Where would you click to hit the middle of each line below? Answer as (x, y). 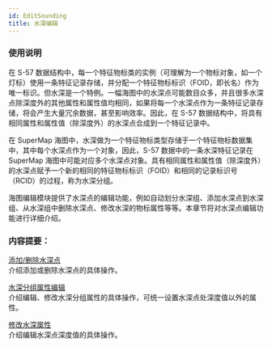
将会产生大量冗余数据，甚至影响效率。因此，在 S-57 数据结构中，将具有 (142, 112)
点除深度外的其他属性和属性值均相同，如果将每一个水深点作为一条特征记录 (132, 103)
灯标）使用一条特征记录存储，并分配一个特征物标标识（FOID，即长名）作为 (134, 83)
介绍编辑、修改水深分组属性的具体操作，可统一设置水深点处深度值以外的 (129, 298)
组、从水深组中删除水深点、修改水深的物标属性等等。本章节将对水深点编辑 (132, 208)
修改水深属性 (30, 325)
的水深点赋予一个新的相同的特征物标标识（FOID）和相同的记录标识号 (123, 170)
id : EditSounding (38, 16)
